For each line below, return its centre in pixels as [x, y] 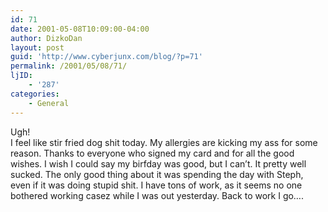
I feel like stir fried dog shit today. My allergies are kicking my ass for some [164, 142]
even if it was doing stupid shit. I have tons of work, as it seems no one [156, 185]
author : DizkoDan [46, 38]
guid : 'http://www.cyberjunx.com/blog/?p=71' [106, 57]
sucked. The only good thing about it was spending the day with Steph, [157, 174]
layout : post [37, 47]
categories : [35, 94]
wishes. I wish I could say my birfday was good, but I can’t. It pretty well [158, 163]
